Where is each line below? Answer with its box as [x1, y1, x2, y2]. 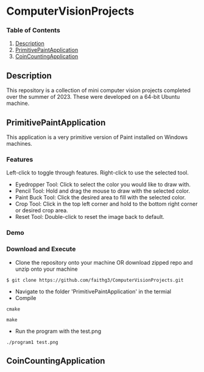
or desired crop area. [15, 207, 68, 214]
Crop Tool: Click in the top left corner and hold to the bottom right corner [15, 200, 198, 208]
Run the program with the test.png [15, 327, 102, 335]
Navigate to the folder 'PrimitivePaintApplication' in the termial [15, 288, 172, 295]
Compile [15, 294, 37, 301]
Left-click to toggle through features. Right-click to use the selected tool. [6, 169, 189, 176]
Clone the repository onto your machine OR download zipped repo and [15, 259, 193, 266]
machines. [6, 140, 32, 148]
